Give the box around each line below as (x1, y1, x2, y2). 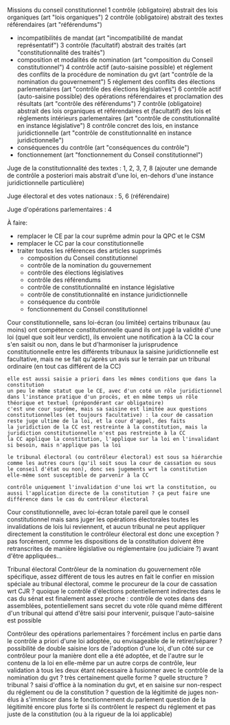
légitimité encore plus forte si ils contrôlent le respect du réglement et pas (7, 703, 216, 711)
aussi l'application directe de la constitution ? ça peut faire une (7, 490, 211, 497)
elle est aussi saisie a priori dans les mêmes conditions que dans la (7, 376, 216, 382)
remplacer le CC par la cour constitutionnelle (16, 239, 144, 247)
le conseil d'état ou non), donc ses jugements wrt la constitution (7, 466, 207, 473)
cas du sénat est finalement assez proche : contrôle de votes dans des (7, 594, 207, 603)
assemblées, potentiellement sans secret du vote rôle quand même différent (7, 602, 223, 609)
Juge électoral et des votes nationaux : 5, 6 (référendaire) (7, 192, 170, 200)
